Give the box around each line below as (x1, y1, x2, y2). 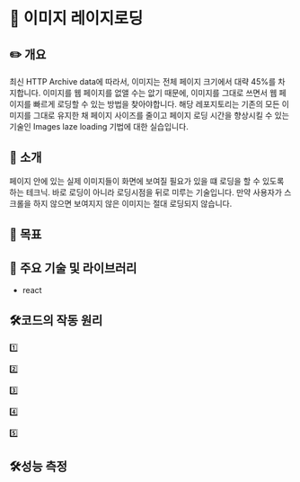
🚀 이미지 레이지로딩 (9, 8, 144, 29)
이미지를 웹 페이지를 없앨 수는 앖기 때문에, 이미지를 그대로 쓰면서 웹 (42, 87, 278, 98)
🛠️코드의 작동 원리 (9, 313, 103, 328)
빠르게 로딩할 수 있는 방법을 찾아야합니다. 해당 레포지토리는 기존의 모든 (32, 99, 280, 109)
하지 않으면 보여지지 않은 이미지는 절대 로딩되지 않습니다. (32, 198, 233, 209)
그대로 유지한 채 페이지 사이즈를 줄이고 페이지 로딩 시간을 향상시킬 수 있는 (32, 110, 290, 120)
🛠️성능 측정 (9, 460, 67, 475)
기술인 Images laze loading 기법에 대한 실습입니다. (9, 121, 189, 131)
